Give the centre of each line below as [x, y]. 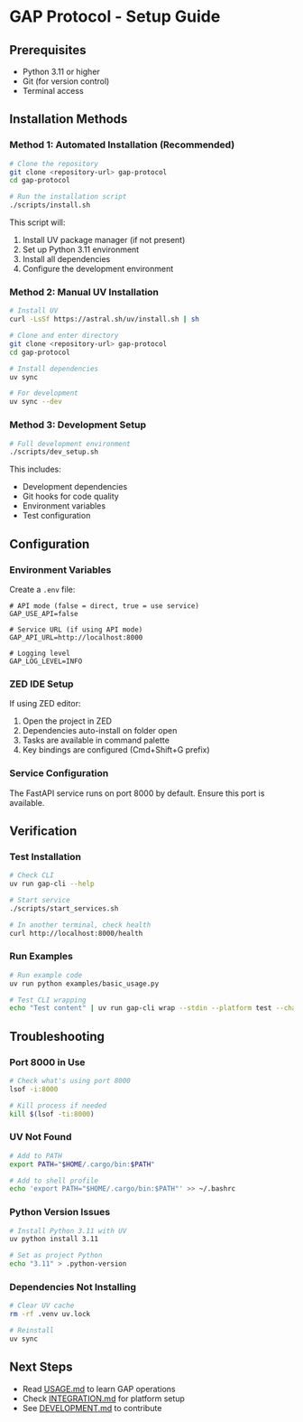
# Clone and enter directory [64, 336]
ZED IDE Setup [41, 684]
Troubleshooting [57, 1036]
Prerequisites [48, 50]
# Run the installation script [68, 197]
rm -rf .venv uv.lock [50, 1314]
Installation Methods [69, 119]
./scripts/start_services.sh [64, 908]
